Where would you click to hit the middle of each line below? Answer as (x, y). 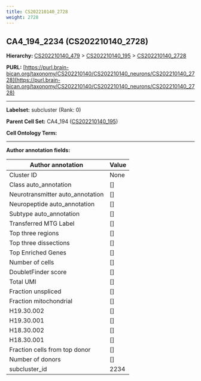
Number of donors (35, 360)
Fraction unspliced (35, 291)
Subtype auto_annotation (44, 214)
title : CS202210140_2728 (37, 12)
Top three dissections (39, 243)
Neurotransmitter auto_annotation (57, 195)
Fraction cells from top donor (50, 350)
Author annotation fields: (38, 150)
